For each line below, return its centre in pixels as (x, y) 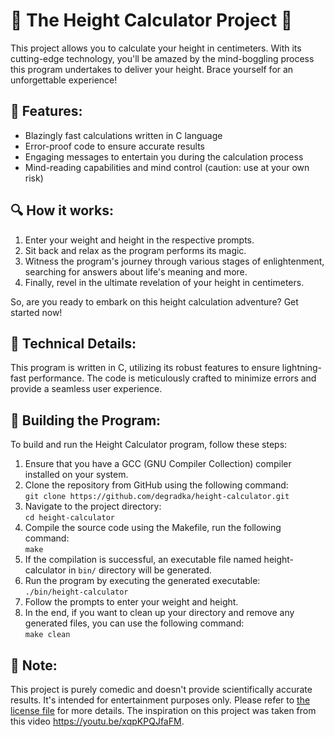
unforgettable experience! (64, 80)
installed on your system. (76, 475)
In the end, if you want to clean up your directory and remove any (159, 613)
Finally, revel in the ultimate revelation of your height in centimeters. (164, 282)
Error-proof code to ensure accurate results (114, 146)
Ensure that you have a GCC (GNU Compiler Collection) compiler (158, 464)
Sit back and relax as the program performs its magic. (135, 250)
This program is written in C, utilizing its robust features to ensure (145, 368)
